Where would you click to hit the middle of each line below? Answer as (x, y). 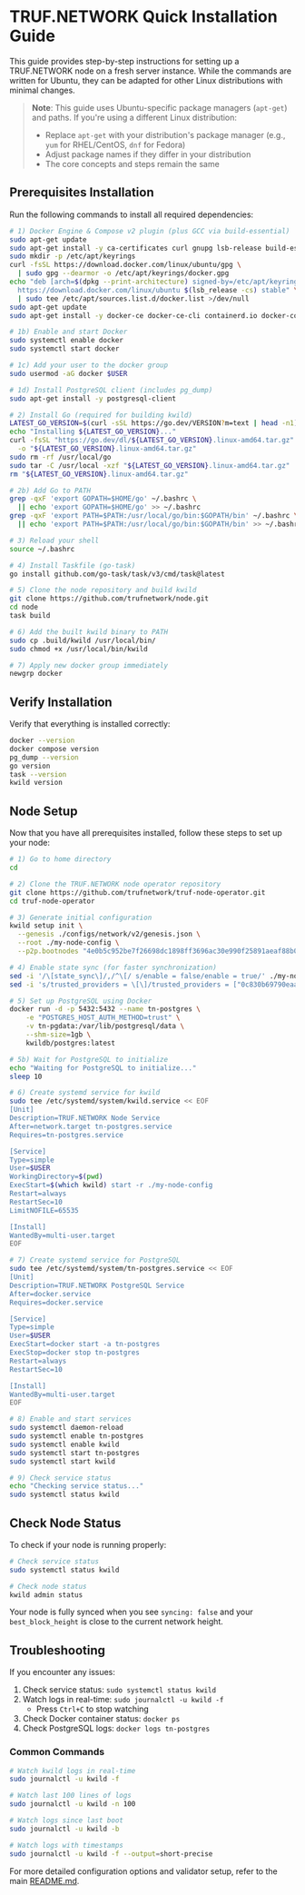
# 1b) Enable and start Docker (69, 332)
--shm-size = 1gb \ (59, 1035)
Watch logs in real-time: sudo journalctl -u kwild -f (123, 1700)
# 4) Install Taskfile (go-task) (73, 565)
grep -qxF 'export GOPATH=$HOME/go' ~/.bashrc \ (103, 499)
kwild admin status (46, 1595)
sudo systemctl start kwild (63, 1461)
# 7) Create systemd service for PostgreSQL (95, 1260)
